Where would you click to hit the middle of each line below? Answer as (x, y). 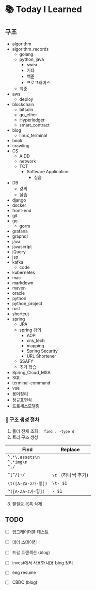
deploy (26, 99)
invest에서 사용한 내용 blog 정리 (42, 563)
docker (19, 205)
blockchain (23, 104)
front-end (22, 210)
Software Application (48, 171)
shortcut (20, 314)
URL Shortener (41, 356)
